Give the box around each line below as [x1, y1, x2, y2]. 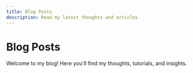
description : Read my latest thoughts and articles [6, 14, 138, 20]
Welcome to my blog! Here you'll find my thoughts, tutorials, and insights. [6, 60, 188, 67]
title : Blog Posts [6, 8, 52, 15]
